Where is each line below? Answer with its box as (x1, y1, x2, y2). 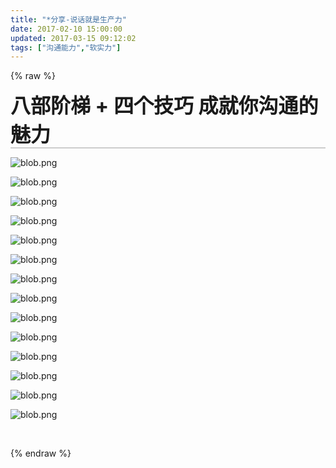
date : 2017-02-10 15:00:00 (10, 24, 123, 34)
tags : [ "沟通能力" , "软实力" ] (10, 42, 122, 53)
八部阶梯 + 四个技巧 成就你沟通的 (10, 93, 319, 119)
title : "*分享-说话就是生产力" (10, 14, 127, 25)
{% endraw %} (10, 447, 72, 460)
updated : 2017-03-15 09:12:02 (10, 33, 137, 43)
